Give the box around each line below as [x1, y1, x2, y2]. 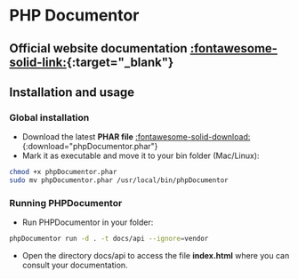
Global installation [9, 111, 90, 124]
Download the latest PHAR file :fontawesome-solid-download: [21, 132, 251, 142]
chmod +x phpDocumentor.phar [9, 168, 117, 177]
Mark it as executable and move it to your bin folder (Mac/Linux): [21, 150, 260, 161]
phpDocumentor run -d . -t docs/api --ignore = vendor [9, 235, 209, 243]
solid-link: [9, 54, 67, 69]
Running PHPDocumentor [9, 196, 123, 209]
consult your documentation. [21, 259, 128, 271]
